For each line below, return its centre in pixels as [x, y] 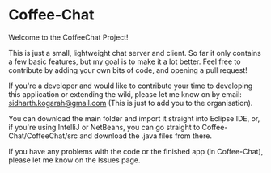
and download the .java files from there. [146, 136]
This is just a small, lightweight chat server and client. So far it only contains [135, 53]
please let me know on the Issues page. [74, 160]
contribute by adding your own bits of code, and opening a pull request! [128, 70]
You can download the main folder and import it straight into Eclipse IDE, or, [134, 118]
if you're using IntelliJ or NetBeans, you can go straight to [104, 127]
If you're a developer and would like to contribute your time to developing [131, 86]
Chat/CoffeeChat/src [43, 136]
